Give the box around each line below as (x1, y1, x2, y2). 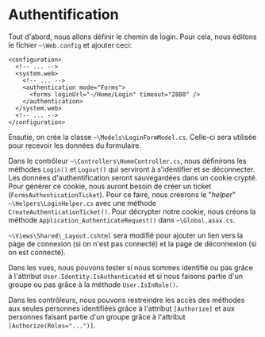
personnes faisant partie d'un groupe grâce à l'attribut (8, 312, 186, 321)
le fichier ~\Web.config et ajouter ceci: (8, 40, 132, 49)
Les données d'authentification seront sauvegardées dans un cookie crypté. (8, 172, 258, 182)
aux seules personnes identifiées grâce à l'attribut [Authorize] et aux (8, 304, 236, 313)
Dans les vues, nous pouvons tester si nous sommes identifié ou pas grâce (8, 262, 254, 272)
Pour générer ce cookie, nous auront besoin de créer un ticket (8, 181, 212, 191)
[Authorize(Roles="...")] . (8, 320, 96, 330)
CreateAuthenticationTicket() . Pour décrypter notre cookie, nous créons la (8, 207, 256, 216)
